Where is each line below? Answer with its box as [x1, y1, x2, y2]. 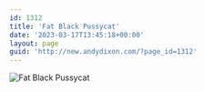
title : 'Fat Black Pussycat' [9, 22, 120, 31]
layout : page [9, 38, 59, 48]
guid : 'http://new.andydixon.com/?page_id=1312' [9, 47, 198, 56]
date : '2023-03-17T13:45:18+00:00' [9, 30, 145, 39]
